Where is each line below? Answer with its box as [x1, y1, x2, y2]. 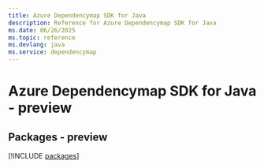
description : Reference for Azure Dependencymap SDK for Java [8, 19, 217, 27]
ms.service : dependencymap [8, 48, 97, 56]
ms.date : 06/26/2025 [8, 26, 76, 34]
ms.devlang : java [8, 41, 65, 49]
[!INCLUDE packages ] [8, 151, 80, 160]
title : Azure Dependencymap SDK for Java [8, 11, 147, 20]
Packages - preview [8, 130, 108, 144]
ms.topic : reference [8, 33, 76, 42]
